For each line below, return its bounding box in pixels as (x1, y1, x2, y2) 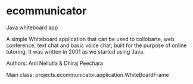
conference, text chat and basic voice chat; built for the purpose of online (6, 42, 187, 49)
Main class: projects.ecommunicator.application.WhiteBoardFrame (6, 71, 169, 78)
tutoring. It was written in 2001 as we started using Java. (6, 48, 145, 55)
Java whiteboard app (6, 24, 58, 31)
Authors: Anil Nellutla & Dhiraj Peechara (6, 60, 103, 67)
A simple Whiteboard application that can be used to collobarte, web (6, 35, 175, 42)
